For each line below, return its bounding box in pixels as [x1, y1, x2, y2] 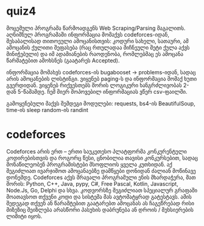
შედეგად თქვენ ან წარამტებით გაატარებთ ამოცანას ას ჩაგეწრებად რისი [6, 199, 195, 207]
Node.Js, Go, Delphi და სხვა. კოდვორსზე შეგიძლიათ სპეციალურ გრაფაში [6, 186, 198, 194]
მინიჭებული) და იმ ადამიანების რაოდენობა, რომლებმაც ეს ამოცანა [6, 50, 184, 57]
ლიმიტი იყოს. [6, 212, 43, 220]
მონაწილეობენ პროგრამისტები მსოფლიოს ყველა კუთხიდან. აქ [6, 160, 172, 168]
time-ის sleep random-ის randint [6, 106, 88, 113]
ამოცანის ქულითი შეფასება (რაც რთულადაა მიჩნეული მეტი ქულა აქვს [6, 44, 190, 51]
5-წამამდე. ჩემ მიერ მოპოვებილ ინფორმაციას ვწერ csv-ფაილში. [17, 88, 188, 95]
